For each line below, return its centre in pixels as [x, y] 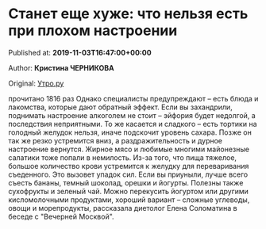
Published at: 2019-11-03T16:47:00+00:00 [80, 52]
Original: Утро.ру [36, 83]
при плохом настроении [93, 31]
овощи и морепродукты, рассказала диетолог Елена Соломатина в [123, 208]
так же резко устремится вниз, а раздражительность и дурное [115, 140]
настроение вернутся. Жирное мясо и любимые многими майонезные [129, 149]
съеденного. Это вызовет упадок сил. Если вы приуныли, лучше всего [128, 174]
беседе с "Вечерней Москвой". [61, 216]
